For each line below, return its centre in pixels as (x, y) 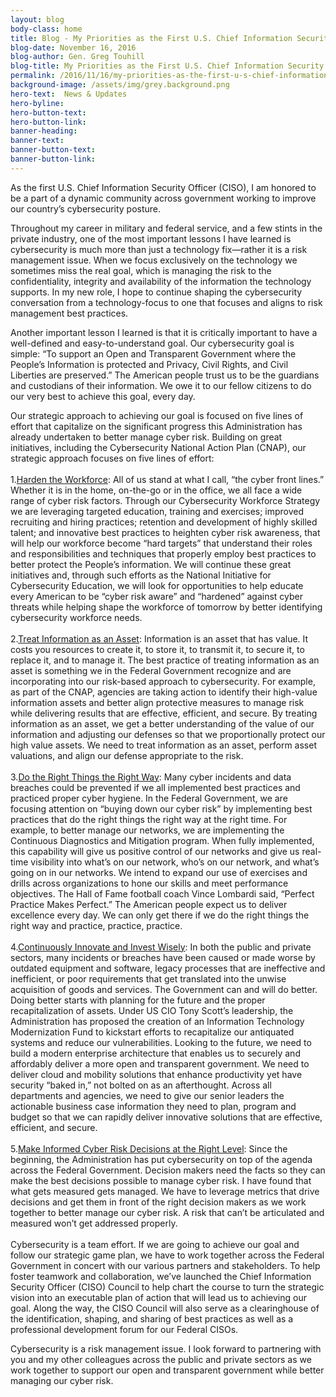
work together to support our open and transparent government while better (167, 1370)
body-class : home (46, 29)
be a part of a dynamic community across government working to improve (163, 198)
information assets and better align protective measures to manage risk (157, 702)
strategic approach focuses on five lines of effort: (112, 458)
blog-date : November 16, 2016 (73, 47)
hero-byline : (37, 103)
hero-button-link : (48, 122)
